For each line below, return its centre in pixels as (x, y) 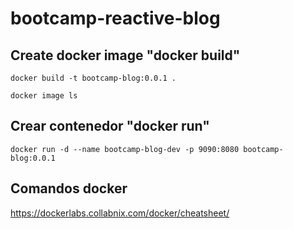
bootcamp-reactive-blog (115, 18)
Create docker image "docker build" (125, 55)
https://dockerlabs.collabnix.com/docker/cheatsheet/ (120, 213)
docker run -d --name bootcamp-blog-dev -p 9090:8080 (125, 149)
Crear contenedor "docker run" (110, 126)
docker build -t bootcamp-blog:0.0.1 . (93, 78)
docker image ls (44, 96)
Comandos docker (69, 188)
